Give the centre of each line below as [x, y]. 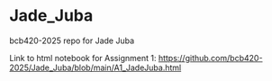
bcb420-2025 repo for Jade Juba [72, 40]
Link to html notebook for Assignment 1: [83, 58]
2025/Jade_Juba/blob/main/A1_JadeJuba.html [95, 67]
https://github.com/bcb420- [210, 58]
